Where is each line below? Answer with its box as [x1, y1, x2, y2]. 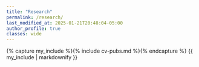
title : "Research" [6, 8, 53, 15]
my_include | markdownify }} [6, 54, 78, 61]
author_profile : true [6, 25, 61, 32]
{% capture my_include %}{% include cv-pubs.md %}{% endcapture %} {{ [6, 47, 193, 54]
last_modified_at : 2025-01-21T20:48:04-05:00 [6, 20, 123, 26]
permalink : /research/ [6, 14, 64, 20]
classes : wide [6, 31, 42, 37]
